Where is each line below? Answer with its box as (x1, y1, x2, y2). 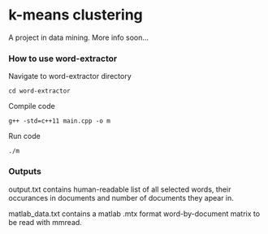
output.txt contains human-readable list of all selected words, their (8, 184, 231, 194)
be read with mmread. (8, 217, 83, 227)
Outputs (8, 166, 42, 177)
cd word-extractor (8, 87, 71, 95)
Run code (8, 132, 41, 141)
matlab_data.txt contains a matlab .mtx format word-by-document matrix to (8, 209, 261, 219)
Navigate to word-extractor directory (8, 71, 132, 81)
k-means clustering (8, 6, 144, 24)
